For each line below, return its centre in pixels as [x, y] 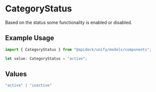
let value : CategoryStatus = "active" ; [46, 58]
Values [16, 74]
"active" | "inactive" [28, 86]
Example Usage [30, 38]
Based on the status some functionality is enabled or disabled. [69, 22]
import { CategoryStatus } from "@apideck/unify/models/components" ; [78, 49]
